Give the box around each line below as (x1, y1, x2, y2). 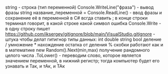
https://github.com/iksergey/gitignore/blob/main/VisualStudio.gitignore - (5, 31, 155, 37)
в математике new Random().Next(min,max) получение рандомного (5, 47, 150, 53)
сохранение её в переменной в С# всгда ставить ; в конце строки (5, 15, 148, 21)
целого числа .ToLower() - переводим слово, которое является (5, 52, 141, 58)
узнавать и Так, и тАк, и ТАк (5, 63, 65, 69)
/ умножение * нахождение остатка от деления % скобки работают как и (5, 42, 163, 47)
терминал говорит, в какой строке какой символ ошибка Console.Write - (5, 20, 161, 26)
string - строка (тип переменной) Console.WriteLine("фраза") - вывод (5, 5, 154, 10)
